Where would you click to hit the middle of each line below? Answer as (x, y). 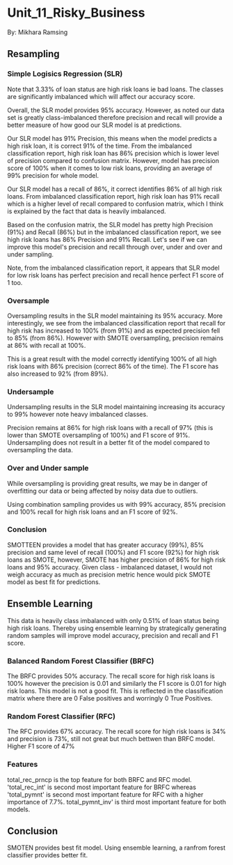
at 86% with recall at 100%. (47, 345)
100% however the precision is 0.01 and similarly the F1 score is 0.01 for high (117, 683)
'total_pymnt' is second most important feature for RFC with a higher (105, 794)
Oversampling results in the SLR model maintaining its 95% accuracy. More (115, 316)
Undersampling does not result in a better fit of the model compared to (109, 443)
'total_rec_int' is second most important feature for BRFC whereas (102, 787)
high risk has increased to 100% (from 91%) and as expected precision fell (114, 330)
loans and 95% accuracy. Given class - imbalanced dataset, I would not (110, 567)
